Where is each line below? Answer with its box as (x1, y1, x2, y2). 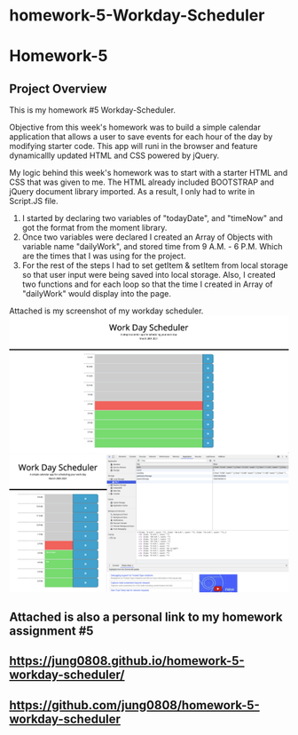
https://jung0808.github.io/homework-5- (9, 653, 246, 668)
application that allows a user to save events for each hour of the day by (9, 131, 273, 142)
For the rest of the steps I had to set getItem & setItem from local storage (21, 260, 288, 271)
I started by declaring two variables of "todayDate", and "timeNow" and (21, 213, 284, 224)
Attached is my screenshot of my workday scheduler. (9, 305, 204, 316)
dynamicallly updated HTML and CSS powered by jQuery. (9, 150, 220, 161)
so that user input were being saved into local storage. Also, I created (21, 270, 277, 281)
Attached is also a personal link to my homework (9, 609, 283, 624)
